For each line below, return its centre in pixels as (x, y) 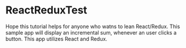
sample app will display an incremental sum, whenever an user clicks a (91, 32)
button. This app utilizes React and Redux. (57, 39)
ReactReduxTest (46, 10)
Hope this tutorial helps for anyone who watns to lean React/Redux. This (93, 26)
